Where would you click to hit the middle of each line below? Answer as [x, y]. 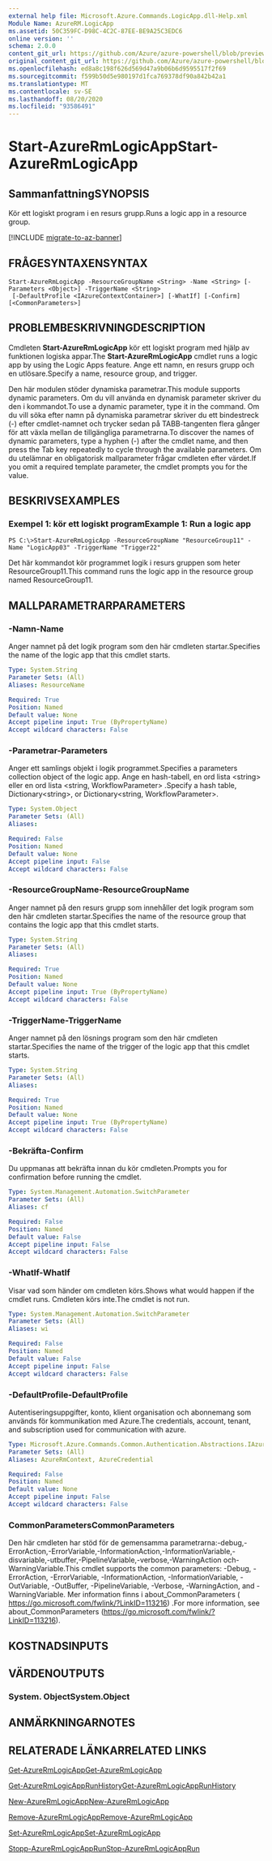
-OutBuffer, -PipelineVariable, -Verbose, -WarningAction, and [153, 1586]
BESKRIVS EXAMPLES [64, 501]
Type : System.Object [43, 809]
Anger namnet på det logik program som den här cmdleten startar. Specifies [134, 647]
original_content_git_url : [54, 62]
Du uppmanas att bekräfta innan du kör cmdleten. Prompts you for [118, 1169]
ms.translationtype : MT [49, 84]
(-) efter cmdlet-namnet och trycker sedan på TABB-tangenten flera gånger [134, 424]
